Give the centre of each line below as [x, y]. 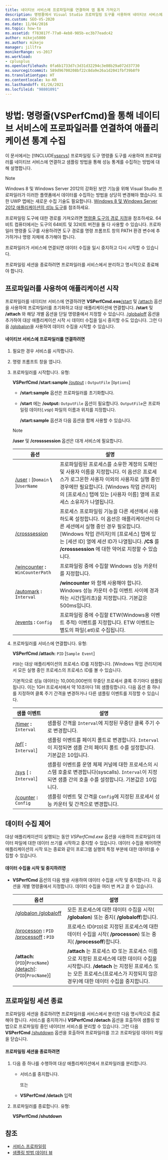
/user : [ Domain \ [33, 479]
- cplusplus [17, 61]
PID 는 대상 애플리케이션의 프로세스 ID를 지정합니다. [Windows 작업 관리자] [85, 664]
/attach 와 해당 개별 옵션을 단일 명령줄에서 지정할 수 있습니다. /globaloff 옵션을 [82, 314]
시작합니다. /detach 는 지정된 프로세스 [110, 966]
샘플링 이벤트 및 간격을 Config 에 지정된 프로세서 [100, 797]
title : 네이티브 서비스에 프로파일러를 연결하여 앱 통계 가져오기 [62, 10]
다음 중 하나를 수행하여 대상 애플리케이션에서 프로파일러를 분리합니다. [80, 1064]
